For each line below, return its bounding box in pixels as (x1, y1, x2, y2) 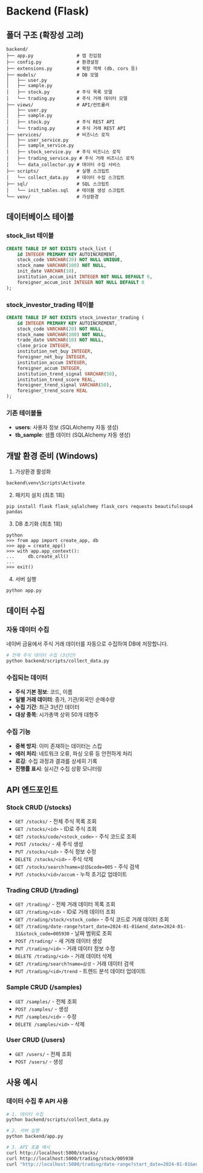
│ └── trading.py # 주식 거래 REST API (6, 125, 126, 131)
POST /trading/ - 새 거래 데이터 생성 (14, 937, 103, 945)
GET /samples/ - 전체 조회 (14, 997, 77, 1005)
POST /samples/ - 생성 (14, 1005, 69, 1013)
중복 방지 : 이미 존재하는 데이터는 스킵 (14, 742, 102, 750)
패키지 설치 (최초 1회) (14, 492, 65, 499)
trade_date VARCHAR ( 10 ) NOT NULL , (17, 337, 104, 343)
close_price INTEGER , (17, 343, 71, 349)
